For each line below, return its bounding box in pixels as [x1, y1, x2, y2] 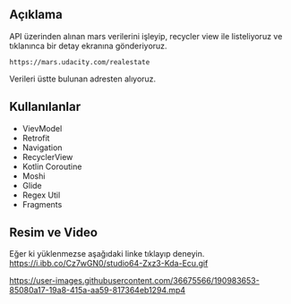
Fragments [21, 198, 63, 209]
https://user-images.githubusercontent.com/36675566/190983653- [9, 275, 260, 286]
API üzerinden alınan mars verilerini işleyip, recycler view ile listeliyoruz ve [9, 30, 283, 41]
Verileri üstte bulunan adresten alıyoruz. [9, 73, 157, 84]
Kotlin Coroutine [21, 161, 82, 172]
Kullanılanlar [9, 99, 81, 114]
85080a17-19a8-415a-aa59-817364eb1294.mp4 [9, 285, 186, 296]
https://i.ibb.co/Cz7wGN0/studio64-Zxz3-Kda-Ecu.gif [9, 258, 209, 269]
